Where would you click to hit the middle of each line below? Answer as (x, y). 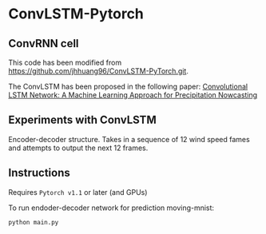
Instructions (39, 173)
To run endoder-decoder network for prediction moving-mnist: (111, 208)
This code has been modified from (65, 62)
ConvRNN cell (44, 44)
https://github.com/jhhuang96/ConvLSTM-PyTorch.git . (99, 71)
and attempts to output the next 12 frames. (78, 148)
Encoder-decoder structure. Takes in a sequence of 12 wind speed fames (129, 139)
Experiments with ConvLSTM (83, 120)
